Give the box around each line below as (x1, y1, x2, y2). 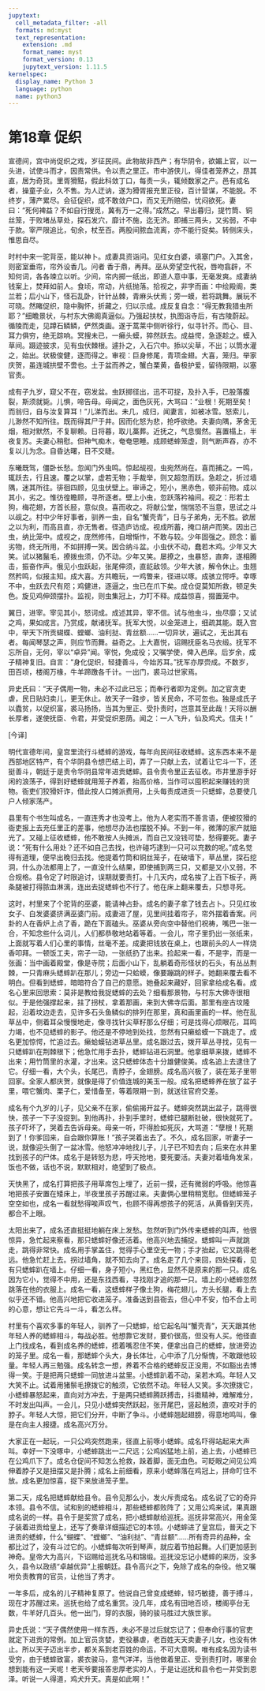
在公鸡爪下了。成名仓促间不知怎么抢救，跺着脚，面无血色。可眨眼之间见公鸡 (8, 1457, 257, 1466)
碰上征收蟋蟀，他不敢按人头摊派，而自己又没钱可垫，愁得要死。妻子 (35, 833, 257, 843)
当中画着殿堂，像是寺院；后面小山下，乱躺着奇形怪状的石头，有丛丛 (28, 958, 250, 967)
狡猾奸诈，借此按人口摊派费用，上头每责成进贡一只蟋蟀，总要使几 (42, 787, 257, 796)
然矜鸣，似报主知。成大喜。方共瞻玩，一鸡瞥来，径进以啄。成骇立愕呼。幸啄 (8, 571, 257, 581)
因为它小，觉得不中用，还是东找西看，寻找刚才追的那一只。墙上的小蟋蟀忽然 (8, 1275, 257, 1285)
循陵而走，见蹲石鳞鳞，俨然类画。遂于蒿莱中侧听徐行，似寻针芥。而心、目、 (8, 321, 257, 331)
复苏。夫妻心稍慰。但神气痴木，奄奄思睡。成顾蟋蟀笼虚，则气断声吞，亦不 (14, 436, 257, 446)
